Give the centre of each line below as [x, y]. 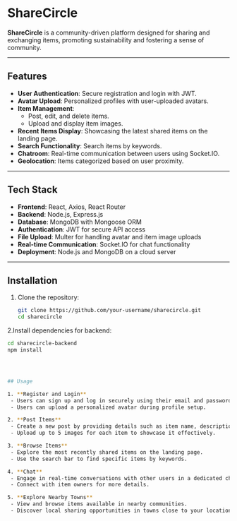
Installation [32, 280]
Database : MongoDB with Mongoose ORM [80, 222]
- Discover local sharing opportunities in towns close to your [107, 510]
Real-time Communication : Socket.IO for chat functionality [104, 244]
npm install [25, 350]
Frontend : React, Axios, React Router [72, 207]
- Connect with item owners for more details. [80, 485]
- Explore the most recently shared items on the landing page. [107, 452]
